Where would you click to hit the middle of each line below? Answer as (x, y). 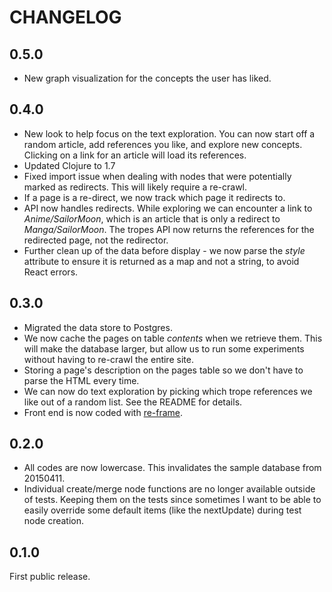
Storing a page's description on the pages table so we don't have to (163, 370)
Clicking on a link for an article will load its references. (135, 155)
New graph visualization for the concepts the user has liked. (147, 78)
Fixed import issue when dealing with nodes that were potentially (157, 176)
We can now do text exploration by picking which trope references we (168, 391)
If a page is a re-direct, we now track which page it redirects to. (154, 197)
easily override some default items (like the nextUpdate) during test (162, 510)
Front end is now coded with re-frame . (103, 412)
